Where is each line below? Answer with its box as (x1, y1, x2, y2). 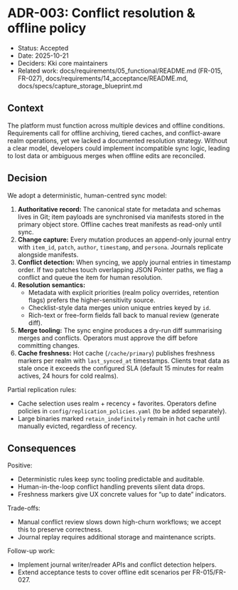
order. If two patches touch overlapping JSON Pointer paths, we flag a (17, 265, 224, 274)
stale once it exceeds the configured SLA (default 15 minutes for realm (17, 363, 224, 372)
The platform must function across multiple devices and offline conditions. (7, 121, 225, 130)
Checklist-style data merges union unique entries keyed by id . (28, 303, 211, 311)
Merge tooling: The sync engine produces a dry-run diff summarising (17, 326, 222, 334)
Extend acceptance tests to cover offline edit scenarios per (17, 568, 191, 576)
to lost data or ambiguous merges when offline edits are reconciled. (7, 151, 206, 160)
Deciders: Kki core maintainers (17, 58, 108, 67)
